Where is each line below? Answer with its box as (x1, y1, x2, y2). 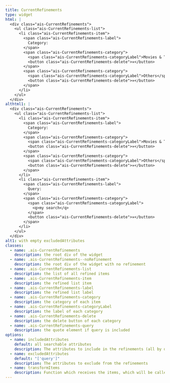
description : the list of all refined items (14, 271, 110, 276)
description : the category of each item (14, 299, 101, 304)
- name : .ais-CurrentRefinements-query (10, 323, 94, 328)
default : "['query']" (14, 356, 60, 361)
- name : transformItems (10, 365, 60, 370)
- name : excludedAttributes (10, 351, 69, 356)
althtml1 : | (5, 102, 30, 107)
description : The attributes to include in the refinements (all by (14, 347, 162, 352)
